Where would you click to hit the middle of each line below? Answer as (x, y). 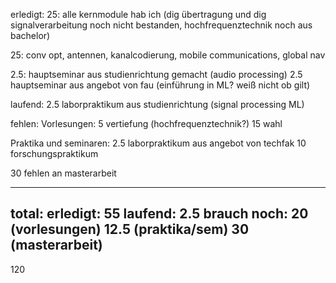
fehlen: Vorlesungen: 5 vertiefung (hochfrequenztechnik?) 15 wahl (146, 123)
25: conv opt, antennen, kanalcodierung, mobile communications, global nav (168, 55)
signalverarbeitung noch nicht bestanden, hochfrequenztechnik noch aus (161, 25)
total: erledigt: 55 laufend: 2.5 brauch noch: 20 (159, 214)
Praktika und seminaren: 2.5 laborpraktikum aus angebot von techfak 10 (158, 143)
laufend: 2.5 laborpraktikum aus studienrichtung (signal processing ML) (157, 104)
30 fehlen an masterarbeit (63, 173)
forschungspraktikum (54, 153)
